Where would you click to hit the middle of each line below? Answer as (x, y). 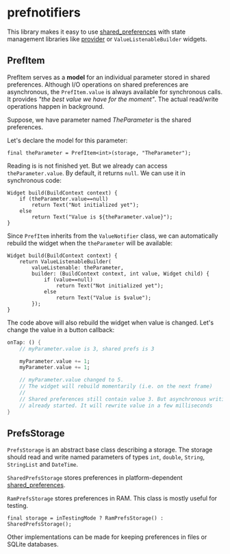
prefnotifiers (44, 13)
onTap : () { (24, 342)
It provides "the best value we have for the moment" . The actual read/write (113, 99)
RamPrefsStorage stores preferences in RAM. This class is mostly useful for (112, 498)
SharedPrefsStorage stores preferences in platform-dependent (95, 478)
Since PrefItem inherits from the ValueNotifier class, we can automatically (113, 236)
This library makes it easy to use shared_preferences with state (97, 32)
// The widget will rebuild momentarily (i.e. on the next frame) (116, 386)
